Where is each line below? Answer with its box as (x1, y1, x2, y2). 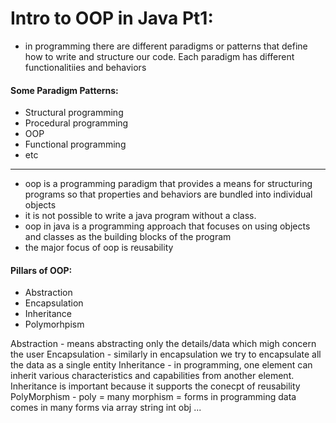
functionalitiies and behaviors (24, 61, 147, 73)
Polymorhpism (24, 318, 85, 331)
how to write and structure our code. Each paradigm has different (24, 50, 295, 62)
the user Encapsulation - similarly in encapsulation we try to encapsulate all (10, 348, 322, 361)
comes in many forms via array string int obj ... (10, 402, 202, 414)
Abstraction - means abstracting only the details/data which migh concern (10, 338, 317, 350)
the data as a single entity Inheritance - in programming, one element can (10, 359, 313, 371)
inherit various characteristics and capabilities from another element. (10, 370, 295, 382)
